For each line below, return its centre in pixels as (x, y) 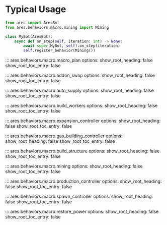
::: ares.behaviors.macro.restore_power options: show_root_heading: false (82, 212)
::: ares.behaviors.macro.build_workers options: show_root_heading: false (81, 106)
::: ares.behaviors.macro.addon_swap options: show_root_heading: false (80, 75)
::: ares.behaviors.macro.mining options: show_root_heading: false (74, 166)
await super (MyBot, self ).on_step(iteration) (72, 46)
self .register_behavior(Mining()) (59, 51)
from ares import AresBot (32, 23)
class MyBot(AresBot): (29, 36)
